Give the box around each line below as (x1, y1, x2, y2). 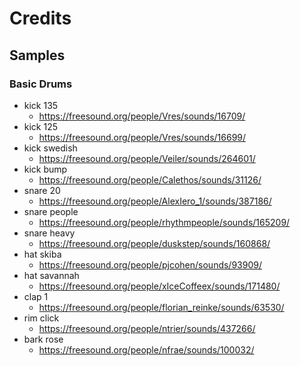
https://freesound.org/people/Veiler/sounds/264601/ (38, 152, 256, 164)
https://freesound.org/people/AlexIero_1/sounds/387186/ (38, 195, 272, 207)
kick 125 (23, 120, 59, 132)
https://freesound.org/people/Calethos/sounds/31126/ (38, 173, 262, 186)
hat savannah (23, 269, 80, 281)
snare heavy (23, 227, 76, 239)
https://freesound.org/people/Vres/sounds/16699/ (38, 131, 247, 143)
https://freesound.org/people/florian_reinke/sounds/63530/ (38, 301, 285, 313)
